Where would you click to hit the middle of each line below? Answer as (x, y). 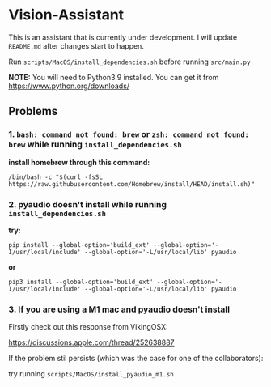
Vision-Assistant (66, 15)
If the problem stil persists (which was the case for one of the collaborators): (136, 359)
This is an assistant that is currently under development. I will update (123, 37)
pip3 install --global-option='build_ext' (81, 282)
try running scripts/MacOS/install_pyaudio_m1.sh (91, 374)
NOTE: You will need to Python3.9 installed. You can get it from (114, 77)
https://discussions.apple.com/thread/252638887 (91, 342)
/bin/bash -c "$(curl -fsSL (56, 177)
